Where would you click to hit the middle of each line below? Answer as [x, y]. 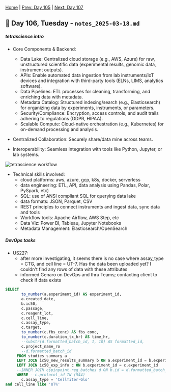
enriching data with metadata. [51, 97]
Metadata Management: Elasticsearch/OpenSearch [74, 228]
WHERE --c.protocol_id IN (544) [51, 375]
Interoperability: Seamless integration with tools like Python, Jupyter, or [88, 149]
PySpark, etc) [35, 191]
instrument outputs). [42, 70]
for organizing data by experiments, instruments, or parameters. [87, 108]
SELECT [12, 290]
